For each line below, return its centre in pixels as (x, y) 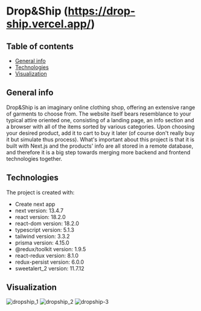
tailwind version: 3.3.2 (43, 236)
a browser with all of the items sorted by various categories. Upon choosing (101, 126)
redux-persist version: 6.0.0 (49, 262)
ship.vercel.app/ (49, 24)
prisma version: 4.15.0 (42, 243)
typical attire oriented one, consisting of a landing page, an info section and (100, 120)
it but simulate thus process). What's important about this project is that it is (101, 139)
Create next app (35, 204)
